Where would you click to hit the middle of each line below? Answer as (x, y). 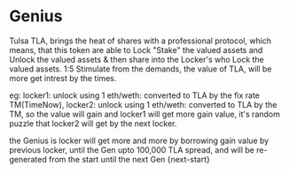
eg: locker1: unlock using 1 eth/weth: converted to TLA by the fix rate (134, 95)
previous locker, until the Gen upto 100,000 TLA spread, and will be (132, 150)
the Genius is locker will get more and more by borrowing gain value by (139, 140)
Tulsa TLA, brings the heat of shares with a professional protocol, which (141, 41)
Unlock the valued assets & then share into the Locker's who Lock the (137, 59)
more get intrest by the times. (63, 78)
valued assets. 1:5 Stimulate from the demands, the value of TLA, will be (141, 69)
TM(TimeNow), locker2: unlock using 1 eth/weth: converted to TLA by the (143, 104)
